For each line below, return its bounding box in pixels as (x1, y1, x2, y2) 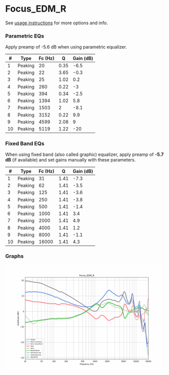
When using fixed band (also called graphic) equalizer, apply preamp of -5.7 (5, 151, 164, 157)
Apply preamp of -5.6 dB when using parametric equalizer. (5, 44, 127, 50)
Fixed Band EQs (5, 140, 44, 147)
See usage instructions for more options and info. (5, 20, 108, 26)
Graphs (5, 253, 24, 260)
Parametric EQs (5, 32, 44, 39)
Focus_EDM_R (5, 3, 67, 15)
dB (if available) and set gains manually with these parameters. (5, 157, 136, 163)
